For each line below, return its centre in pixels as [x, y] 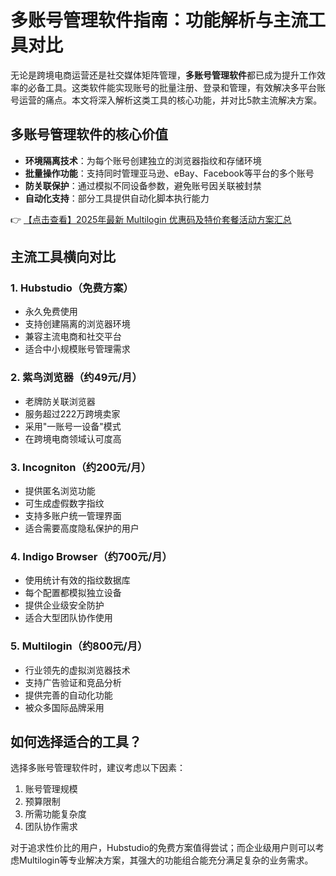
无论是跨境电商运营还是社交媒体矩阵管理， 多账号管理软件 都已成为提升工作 [163, 75]
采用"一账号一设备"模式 [73, 426]
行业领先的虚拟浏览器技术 [77, 670]
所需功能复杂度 [55, 814]
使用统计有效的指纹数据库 [77, 580]
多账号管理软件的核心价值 [89, 134]
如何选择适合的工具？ [76, 742]
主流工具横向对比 [63, 257]
